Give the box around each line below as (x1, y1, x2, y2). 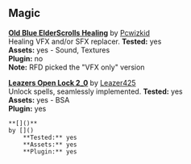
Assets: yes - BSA (8, 95, 70, 104)
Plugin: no (8, 53, 44, 63)
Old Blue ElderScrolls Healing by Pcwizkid (8, 27, 151, 37)
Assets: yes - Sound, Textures (8, 44, 110, 55)
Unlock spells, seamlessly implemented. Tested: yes (8, 86, 183, 96)
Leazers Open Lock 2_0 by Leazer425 (8, 78, 136, 87)
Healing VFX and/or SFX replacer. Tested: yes (8, 36, 162, 46)
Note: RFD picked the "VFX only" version (8, 62, 145, 72)
